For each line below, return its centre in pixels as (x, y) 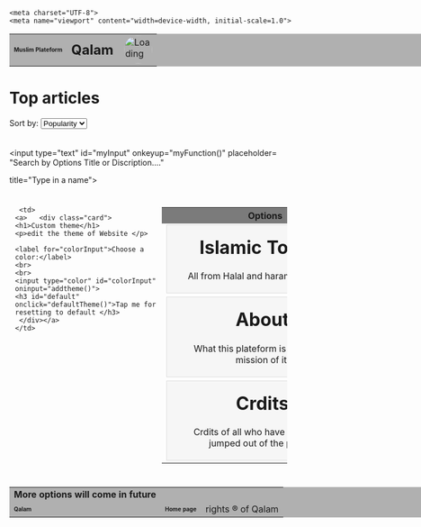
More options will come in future (85, 495)
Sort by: (24, 123)
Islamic (231, 247)
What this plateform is (239, 349)
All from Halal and (225, 277)
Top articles (55, 98)
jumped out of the (246, 443)
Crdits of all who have (239, 432)
